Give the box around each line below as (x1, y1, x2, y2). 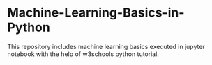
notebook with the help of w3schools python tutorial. (7, 50, 159, 58)
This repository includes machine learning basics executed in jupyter (7, 42, 206, 50)
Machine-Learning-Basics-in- (7, 5, 185, 21)
